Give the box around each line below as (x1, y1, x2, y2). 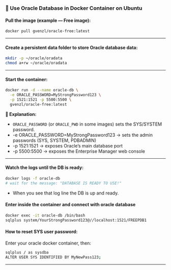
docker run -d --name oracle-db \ (5, 88, 79, 93)
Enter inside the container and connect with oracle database (5, 202, 136, 208)
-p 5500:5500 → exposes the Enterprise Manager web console (12, 148, 145, 154)
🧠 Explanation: (5, 111, 37, 117)
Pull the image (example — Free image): (5, 17, 91, 23)
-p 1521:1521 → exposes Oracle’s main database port (12, 142, 123, 149)
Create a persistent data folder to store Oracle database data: (5, 44, 138, 51)
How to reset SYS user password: (5, 229, 78, 235)
